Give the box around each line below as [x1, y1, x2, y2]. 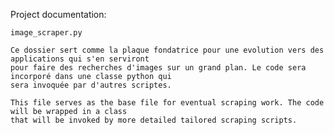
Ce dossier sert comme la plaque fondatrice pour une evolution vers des [10, 45, 325, 55]
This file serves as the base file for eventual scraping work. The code [10, 98, 325, 108]
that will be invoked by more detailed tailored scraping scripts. [10, 115, 298, 125]
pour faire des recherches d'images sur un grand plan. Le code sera [10, 63, 307, 73]
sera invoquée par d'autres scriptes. [10, 80, 172, 90]
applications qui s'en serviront [10, 54, 150, 64]
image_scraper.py [10, 28, 83, 38]
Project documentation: [10, 9, 107, 20]
